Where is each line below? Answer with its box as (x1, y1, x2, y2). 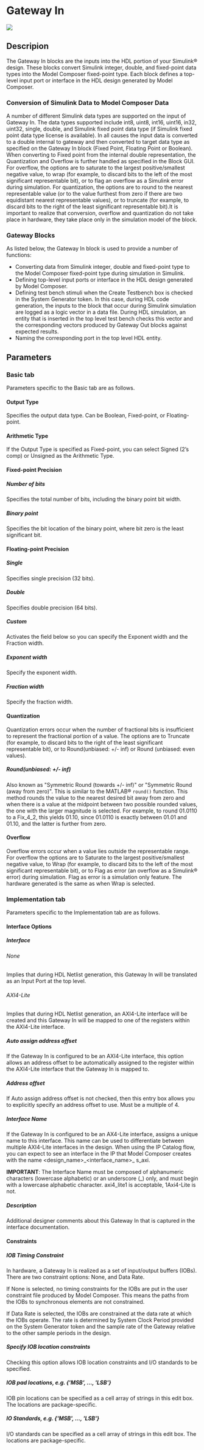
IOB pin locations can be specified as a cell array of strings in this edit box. (6, 1394, 194, 1402)
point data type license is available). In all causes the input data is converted (6, 132, 198, 139)
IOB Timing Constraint (6, 1251, 64, 1259)
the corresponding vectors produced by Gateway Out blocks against (15, 321, 188, 329)
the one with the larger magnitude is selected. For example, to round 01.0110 (6, 807, 197, 814)
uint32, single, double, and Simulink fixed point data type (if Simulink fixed (6, 126, 193, 133)
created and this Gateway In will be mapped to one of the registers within (6, 1017, 190, 1024)
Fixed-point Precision (6, 466, 62, 474)
